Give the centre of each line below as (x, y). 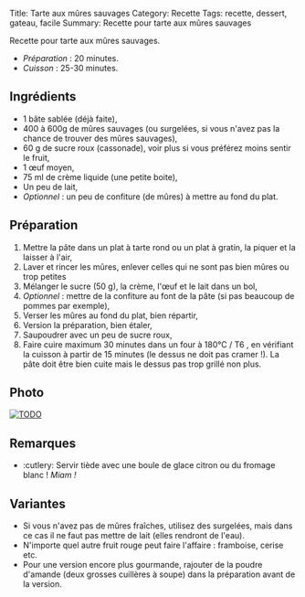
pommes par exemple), (66, 305)
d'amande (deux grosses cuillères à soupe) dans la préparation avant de (159, 574)
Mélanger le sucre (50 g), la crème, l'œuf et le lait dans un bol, (140, 286)
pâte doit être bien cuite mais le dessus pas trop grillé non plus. (142, 364)
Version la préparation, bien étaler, (87, 325)
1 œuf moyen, (48, 167)
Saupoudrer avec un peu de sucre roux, (97, 335)
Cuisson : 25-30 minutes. (70, 68)
